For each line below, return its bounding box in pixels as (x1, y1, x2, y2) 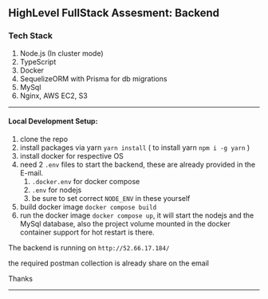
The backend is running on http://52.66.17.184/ (8, 242, 170, 252)
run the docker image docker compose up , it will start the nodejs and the (19, 210, 254, 220)
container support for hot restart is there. (19, 227, 155, 237)
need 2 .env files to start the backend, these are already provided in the (19, 159, 256, 169)
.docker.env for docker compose (31, 176, 140, 186)
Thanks (8, 273, 33, 283)
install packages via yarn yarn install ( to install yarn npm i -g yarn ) (19, 143, 250, 152)
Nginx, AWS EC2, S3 (19, 91, 88, 100)
